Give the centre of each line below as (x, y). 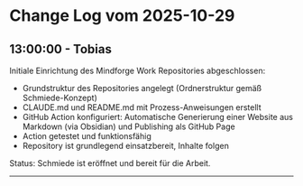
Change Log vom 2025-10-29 (122, 16)
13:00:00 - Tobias (61, 49)
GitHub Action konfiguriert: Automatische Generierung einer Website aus (157, 117)
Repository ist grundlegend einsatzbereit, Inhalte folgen (126, 146)
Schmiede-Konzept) (60, 98)
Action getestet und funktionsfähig (87, 136)
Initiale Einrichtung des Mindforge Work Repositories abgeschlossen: (138, 70)
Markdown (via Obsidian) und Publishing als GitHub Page (129, 126)
